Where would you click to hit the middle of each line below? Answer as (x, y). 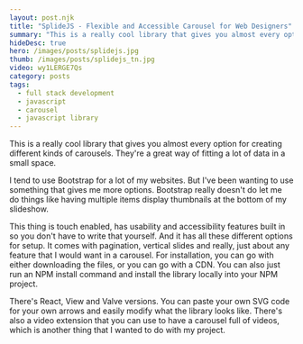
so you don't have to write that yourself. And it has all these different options (151, 236)
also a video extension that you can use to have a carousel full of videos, (144, 321)
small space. (33, 163)
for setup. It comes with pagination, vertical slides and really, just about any (150, 246)
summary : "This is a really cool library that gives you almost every (145, 34)
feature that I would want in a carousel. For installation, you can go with (142, 255)
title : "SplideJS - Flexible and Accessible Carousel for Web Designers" (151, 26)
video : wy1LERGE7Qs (46, 68)
